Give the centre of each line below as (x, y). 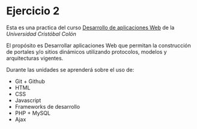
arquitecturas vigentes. (35, 58)
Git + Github (30, 81)
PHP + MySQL (33, 113)
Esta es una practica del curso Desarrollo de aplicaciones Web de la (90, 27)
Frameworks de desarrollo (47, 106)
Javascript (28, 100)
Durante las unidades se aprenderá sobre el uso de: (70, 69)
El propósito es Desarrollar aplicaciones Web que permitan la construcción (98, 45)
